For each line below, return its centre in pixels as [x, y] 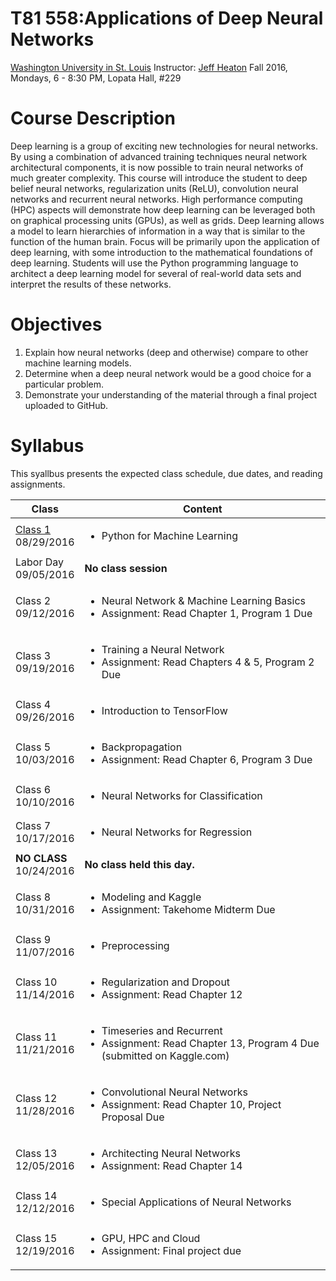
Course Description [93, 118]
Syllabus [47, 446]
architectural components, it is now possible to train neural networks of [157, 167]
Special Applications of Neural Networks [196, 1202]
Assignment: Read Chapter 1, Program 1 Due [207, 613]
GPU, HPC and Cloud [151, 1238]
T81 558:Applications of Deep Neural [167, 18]
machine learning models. [78, 363]
